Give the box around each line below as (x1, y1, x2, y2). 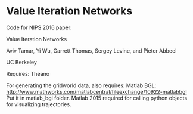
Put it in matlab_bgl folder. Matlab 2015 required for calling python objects (6, 94, 188, 101)
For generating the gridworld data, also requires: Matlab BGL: (6, 82, 157, 89)
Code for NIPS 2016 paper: (6, 24, 73, 31)
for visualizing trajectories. (6, 100, 71, 108)
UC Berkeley (6, 58, 38, 66)
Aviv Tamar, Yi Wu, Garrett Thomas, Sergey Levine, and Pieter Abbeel (6, 47, 177, 54)
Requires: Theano (6, 70, 49, 77)
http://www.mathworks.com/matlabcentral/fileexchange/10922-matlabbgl (6, 88, 187, 95)
